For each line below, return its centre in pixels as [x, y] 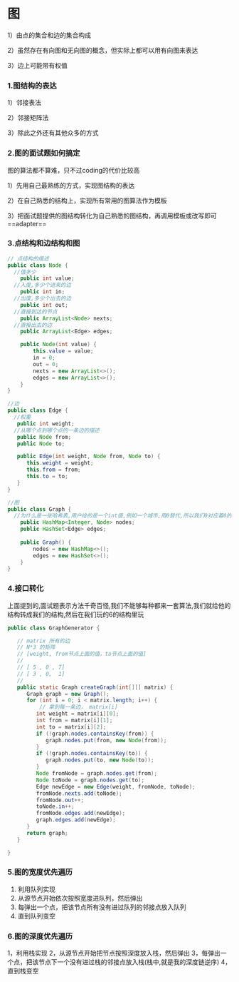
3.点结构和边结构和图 [44, 243]
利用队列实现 [36, 889]
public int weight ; [46, 424]
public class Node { [38, 265]
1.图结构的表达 [32, 86]
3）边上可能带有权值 [37, 65]
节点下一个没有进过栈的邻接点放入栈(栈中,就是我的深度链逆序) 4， [135, 962]
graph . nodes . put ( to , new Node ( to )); [100, 760]
